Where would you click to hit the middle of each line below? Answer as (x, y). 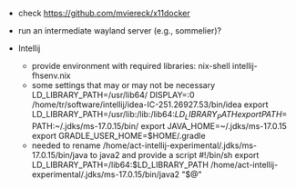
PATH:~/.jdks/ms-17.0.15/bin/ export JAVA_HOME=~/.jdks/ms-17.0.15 (159, 125)
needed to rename (66, 145)
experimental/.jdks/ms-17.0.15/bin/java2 (106, 174)
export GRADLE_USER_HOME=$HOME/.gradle (119, 135)
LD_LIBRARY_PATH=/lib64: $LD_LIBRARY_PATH (120, 164)
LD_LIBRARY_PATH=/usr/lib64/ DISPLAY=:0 (113, 95)
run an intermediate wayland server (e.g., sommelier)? (119, 30)
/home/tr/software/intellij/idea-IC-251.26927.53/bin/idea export (150, 104)
